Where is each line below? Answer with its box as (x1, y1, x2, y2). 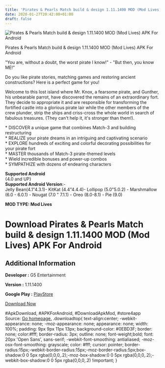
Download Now (5, 301, 36, 307)
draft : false (5, 16, 32, 21)
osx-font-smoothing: (5, 342, 47, 348)
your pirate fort (5, 146, 36, 152)
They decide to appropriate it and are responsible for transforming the (5, 100, 147, 105)
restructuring (5, 130, 32, 136)
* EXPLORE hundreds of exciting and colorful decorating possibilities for (5, 140, 151, 146)
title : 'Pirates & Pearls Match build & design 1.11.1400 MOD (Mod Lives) (5, 7, 162, 12)
